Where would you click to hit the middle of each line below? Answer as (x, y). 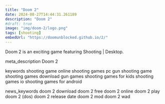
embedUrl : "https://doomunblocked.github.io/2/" (57, 38)
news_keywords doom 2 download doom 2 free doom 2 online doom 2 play (83, 91)
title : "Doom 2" (22, 10)
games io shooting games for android (44, 81)
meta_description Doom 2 (32, 61)
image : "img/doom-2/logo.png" (37, 28)
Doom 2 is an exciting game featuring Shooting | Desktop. (65, 52)
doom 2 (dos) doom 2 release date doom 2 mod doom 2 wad (68, 96)
